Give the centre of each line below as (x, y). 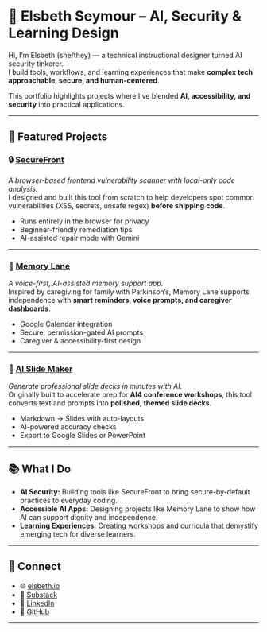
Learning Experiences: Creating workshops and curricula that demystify (139, 526)
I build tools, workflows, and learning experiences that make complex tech (131, 72)
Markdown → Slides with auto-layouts (82, 419)
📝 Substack (39, 595)
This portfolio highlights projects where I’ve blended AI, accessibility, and (130, 95)
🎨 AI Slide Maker (41, 369)
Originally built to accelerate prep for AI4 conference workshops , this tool (130, 395)
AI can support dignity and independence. (89, 518)
